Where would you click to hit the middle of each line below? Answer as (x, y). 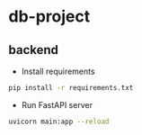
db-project (49, 17)
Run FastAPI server (57, 104)
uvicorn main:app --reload (59, 121)
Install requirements (58, 71)
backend (34, 50)
